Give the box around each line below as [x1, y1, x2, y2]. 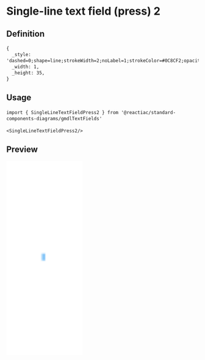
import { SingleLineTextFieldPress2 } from [6, 109, 119, 115]
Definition [6, 29, 45, 39]
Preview [6, 145, 38, 155]
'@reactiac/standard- [121, 109, 176, 115]
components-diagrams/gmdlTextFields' [6, 115, 103, 121]
